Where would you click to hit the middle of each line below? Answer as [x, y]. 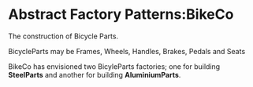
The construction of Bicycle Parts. [63, 36]
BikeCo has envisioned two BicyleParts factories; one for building [114, 66]
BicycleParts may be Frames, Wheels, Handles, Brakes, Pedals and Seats [127, 51]
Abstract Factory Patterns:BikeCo [121, 14]
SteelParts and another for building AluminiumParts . [95, 74]
